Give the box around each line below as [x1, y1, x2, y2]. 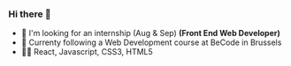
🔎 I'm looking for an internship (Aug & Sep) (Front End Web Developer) [20, 28, 280, 39]
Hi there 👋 [8, 8, 52, 20]
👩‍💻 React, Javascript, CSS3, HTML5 [20, 47, 154, 57]
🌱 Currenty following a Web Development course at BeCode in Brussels [20, 37, 282, 48]
